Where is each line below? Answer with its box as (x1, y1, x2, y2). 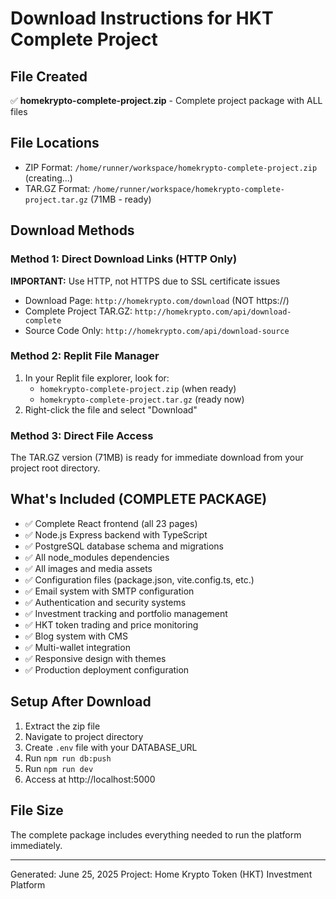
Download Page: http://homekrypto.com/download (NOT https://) (24, 294, 290, 306)
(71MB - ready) (89, 193, 152, 205)
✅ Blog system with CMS (24, 630, 129, 642)
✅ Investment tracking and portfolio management (24, 607, 228, 619)
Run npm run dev (24, 762, 94, 774)
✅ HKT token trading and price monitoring (24, 618, 199, 631)
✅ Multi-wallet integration (24, 641, 131, 653)
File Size (10, 802, 64, 819)
